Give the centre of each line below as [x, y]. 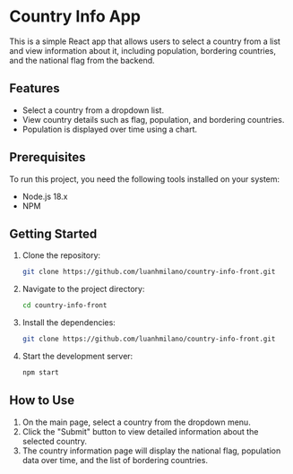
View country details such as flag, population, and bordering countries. [153, 119]
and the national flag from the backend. [82, 60]
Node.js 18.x [45, 196]
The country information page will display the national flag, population [151, 451]
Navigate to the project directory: [83, 289]
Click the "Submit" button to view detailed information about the [140, 431]
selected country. [55, 441]
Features [34, 88]
